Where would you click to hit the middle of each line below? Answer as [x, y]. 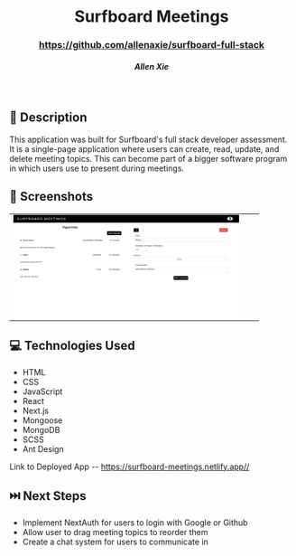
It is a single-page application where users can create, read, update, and [144, 149]
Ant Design [43, 448]
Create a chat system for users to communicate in [116, 542]
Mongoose [42, 420]
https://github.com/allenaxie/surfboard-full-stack [152, 45]
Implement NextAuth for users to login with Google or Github [135, 523]
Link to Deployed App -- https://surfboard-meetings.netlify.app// [129, 466]
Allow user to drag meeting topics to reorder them [115, 532]
